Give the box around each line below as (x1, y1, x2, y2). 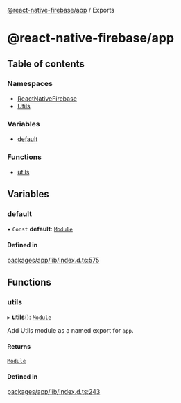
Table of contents (7, 58, 85, 69)
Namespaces (7, 79, 53, 88)
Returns (7, 342, 31, 350)
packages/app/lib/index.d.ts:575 (7, 256, 100, 265)
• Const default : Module (7, 225, 73, 233)
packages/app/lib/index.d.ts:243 (7, 388, 101, 396)
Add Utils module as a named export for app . (7, 327, 134, 335)
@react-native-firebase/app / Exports (7, 6, 114, 14)
